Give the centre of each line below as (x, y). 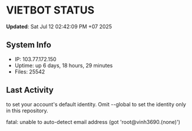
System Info (29, 45)
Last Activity (30, 90)
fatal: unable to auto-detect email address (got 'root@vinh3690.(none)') (93, 122)
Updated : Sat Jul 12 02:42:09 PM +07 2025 (59, 26)
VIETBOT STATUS (50, 10)
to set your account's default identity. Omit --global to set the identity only (96, 104)
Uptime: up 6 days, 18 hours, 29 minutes (64, 65)
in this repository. (27, 110)
